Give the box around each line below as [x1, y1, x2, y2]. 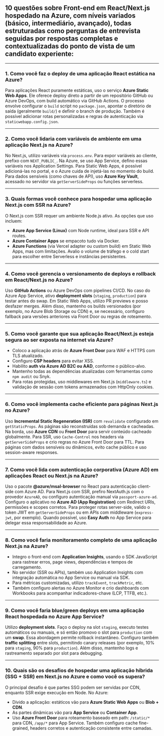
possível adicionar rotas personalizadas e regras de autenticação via [5, 114, 143, 119]
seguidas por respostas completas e [5, 34, 119, 43]
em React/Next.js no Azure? [5, 276, 73, 283]
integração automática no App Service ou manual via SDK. [12, 575, 130, 581]
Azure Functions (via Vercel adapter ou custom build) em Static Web [12, 243, 151, 249]
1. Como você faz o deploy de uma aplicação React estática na [5, 70, 155, 77]
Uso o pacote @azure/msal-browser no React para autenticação [5, 483, 137, 489]
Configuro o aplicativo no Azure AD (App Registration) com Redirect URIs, [5, 499, 156, 505]
